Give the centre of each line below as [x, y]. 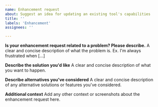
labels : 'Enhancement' [28, 23]
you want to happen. [25, 70]
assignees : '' [19, 28]
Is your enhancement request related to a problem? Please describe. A [78, 46]
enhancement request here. [33, 99]
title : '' [15, 18]
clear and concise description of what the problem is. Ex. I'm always [73, 51]
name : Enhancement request [32, 9]
